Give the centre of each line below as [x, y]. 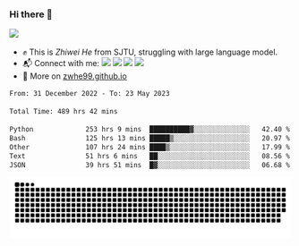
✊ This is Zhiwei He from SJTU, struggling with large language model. [150, 52]
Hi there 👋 [31, 14]
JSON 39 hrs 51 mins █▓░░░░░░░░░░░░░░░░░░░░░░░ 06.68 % [150, 165]
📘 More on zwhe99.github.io [74, 76]
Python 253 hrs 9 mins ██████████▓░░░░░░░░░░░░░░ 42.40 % [150, 130]
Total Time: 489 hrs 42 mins [64, 112]
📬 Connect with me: [61, 64]
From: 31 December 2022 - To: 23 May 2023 [90, 94]
